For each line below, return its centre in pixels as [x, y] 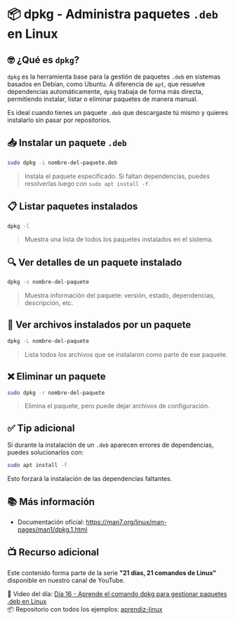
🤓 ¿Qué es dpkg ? [43, 60]
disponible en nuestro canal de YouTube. [66, 580]
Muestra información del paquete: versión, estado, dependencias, [120, 295]
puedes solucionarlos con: [46, 452]
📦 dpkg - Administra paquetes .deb [113, 14]
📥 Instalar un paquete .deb [67, 143]
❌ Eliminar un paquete [57, 377]
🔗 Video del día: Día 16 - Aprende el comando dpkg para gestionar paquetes [117, 593]
